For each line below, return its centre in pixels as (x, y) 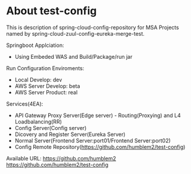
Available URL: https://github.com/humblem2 (61, 158)
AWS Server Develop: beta (47, 86)
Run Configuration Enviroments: (45, 68)
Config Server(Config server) (51, 128)
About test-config (51, 11)
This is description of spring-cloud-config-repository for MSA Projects (93, 27)
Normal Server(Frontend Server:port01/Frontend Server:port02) (93, 140)
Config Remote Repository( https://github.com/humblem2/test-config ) (100, 147)
